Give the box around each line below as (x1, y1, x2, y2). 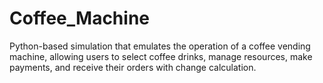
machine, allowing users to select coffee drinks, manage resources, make (9, 50, 313, 62)
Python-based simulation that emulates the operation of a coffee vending (9, 40, 311, 52)
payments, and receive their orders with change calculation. (9, 61, 257, 73)
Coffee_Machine (9, 7, 150, 30)
